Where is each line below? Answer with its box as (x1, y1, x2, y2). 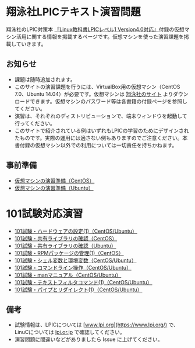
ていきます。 (16, 40, 47, 47)
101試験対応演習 (6, 207, 83, 220)
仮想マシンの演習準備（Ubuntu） (14, 184, 94, 191)
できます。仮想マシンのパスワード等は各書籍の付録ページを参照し (30, 98, 188, 105)
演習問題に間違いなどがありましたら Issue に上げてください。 (14, 336, 163, 343)
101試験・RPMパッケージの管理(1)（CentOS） (14, 249, 124, 256)
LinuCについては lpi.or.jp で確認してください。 (14, 329, 125, 336)
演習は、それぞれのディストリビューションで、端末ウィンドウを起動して (14, 112, 187, 119)
